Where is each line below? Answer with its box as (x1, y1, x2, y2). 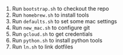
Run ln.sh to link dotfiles (11, 43, 74, 50)
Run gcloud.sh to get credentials (11, 30, 93, 38)
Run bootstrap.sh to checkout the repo (11, 5, 110, 12)
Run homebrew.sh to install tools (11, 11, 89, 19)
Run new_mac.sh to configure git (11, 24, 90, 31)
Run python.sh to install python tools (11, 37, 102, 44)
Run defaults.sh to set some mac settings (11, 18, 118, 25)
